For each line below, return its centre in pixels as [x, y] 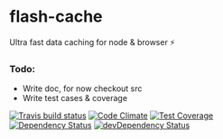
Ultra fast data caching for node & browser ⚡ [93, 42]
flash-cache [56, 17]
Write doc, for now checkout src [82, 88]
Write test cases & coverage [75, 98]
